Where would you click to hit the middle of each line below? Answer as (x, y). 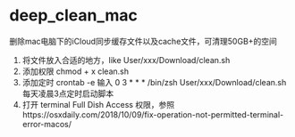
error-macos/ (46, 124)
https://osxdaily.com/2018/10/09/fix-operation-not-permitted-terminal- (153, 114)
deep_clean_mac (74, 16)
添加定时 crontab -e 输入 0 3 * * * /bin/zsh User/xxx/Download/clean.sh (154, 82)
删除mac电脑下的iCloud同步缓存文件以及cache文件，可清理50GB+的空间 (143, 41)
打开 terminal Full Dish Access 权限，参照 (98, 104)
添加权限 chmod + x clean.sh (76, 71)
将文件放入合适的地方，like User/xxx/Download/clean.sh (126, 60)
